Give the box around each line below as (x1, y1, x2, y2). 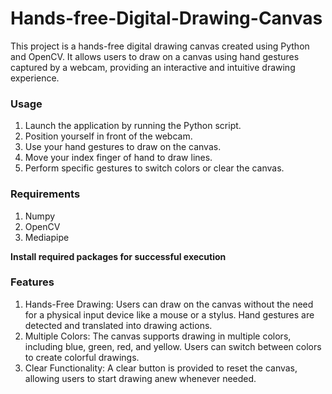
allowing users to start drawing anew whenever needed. (24, 372, 257, 384)
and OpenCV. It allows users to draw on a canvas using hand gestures (10, 50, 300, 62)
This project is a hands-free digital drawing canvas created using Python (10, 40, 310, 52)
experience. (10, 72, 60, 84)
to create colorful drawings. (24, 351, 140, 363)
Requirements (10, 187, 81, 201)
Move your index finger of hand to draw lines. (24, 152, 213, 164)
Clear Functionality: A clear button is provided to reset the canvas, (24, 362, 298, 374)
